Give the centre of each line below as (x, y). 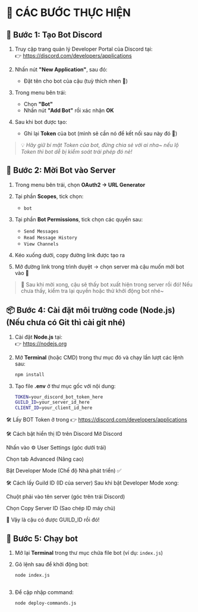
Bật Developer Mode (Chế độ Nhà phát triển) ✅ (64, 471)
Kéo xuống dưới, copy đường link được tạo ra (70, 255)
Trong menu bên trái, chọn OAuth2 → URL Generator (80, 185)
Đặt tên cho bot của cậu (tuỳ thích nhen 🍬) (76, 81)
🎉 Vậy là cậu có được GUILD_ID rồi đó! (53, 520)
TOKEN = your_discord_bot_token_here (59, 397)
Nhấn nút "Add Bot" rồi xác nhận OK (69, 110)
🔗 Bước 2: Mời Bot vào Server (61, 171)
